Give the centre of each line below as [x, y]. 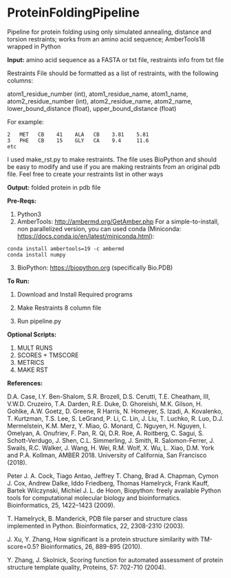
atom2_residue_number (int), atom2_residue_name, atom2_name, [100, 101]
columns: [20, 80]
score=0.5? [23, 546]
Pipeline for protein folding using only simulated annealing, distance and [109, 32]
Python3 [29, 214]
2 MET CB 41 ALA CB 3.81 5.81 [78, 134]
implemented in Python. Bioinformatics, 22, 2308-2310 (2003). [96, 526]
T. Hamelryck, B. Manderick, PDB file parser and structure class [97, 518]
